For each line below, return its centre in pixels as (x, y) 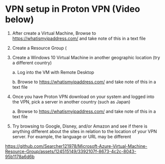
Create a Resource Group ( (39, 48)
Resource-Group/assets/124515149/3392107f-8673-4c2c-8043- (71, 151)
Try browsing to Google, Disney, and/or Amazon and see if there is (80, 126)
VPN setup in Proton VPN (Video (73, 9)
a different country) (32, 63)
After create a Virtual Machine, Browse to (54, 33)
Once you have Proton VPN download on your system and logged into (83, 97)
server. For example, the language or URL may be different (72, 136)
